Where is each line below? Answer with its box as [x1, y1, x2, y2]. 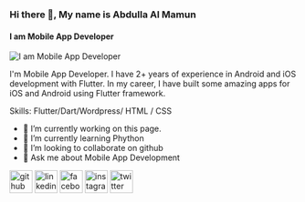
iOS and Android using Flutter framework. [9, 88, 166, 99]
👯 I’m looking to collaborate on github [22, 143, 164, 154]
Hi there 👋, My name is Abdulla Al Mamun [9, 8, 196, 21]
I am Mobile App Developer [9, 31, 114, 42]
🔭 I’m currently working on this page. [22, 123, 162, 135]
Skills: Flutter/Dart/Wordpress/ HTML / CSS [9, 106, 172, 116]
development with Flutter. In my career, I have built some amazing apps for [9, 78, 290, 89]
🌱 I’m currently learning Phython [22, 133, 144, 144]
